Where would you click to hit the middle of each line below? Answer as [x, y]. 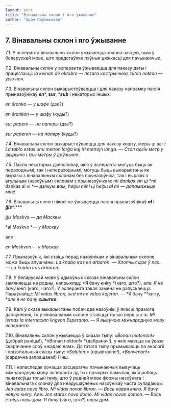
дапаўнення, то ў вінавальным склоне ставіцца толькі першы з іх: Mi [80, 315]
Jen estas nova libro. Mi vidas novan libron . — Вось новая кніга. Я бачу [82, 389]
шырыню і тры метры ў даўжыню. [43, 155]
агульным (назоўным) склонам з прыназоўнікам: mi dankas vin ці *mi [81, 181]
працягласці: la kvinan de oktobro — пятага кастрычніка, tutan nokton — [84, 73]
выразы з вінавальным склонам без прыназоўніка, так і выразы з [77, 176]
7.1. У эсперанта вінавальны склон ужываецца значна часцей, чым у [80, 53]
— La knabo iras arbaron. [32, 268]
